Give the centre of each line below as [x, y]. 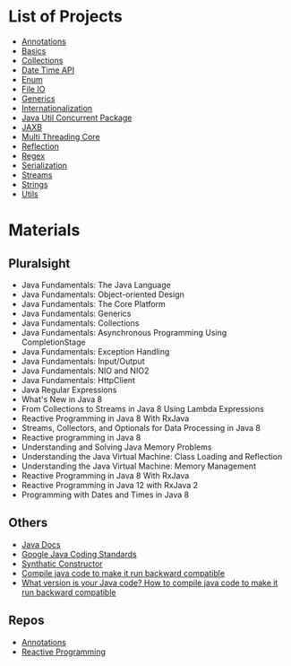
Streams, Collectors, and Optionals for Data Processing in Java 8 [141, 427]
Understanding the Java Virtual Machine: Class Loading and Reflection [152, 456]
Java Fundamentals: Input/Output [83, 361]
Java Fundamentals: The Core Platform [94, 303]
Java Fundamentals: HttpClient [78, 380]
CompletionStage [53, 342]
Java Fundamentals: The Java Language [96, 285]
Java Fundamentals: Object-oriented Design [103, 294]
